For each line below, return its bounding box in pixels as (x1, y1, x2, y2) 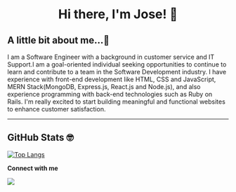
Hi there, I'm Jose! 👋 (58, 6, 178, 22)
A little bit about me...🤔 (7, 34, 110, 46)
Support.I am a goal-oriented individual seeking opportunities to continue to (7, 60, 227, 69)
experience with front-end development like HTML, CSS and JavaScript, (7, 75, 216, 83)
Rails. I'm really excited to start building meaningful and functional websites (7, 97, 226, 106)
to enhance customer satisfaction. (7, 105, 106, 113)
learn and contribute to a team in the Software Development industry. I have (7, 68, 227, 76)
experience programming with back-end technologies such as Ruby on (7, 90, 213, 98)
